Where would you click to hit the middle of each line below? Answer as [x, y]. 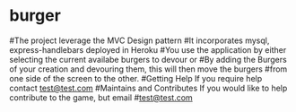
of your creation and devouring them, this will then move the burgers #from [148, 69]
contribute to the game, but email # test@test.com [101, 97]
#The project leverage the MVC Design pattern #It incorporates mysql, [139, 40]
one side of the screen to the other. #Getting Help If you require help [136, 78]
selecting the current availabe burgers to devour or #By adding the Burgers [148, 59]
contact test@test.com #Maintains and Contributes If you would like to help [148, 88]
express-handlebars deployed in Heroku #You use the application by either [148, 49]
